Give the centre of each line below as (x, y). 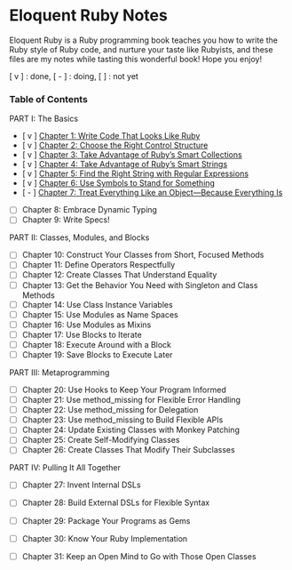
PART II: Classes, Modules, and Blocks (79, 237)
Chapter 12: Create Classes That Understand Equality (119, 275)
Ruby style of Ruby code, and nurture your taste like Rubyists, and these (141, 49)
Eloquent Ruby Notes (89, 16)
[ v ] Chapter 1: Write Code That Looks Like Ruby (111, 136)
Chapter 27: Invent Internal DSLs (81, 485)
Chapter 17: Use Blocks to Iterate (82, 334)
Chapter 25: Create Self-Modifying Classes (101, 440)
